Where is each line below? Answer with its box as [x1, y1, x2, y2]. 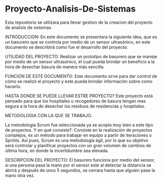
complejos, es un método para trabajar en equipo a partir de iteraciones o [5, 132, 152, 138]
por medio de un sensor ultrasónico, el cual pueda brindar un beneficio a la [5, 59, 155, 64]
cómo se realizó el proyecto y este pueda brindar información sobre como [5, 78, 153, 84]
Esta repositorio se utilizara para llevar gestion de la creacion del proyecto [5, 19, 153, 25]
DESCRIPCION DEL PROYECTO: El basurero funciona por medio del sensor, [5, 157, 155, 163]
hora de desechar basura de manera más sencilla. [5, 64, 105, 70]
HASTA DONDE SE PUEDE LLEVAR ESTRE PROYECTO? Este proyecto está [5, 93, 153, 99]
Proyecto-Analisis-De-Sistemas [5, 3, 136, 15]
